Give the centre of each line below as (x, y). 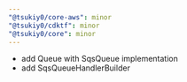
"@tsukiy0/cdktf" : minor (54, 26)
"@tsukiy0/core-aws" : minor (60, 17)
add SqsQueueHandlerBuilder (75, 68)
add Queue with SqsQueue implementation (99, 59)
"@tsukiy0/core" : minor (52, 34)
